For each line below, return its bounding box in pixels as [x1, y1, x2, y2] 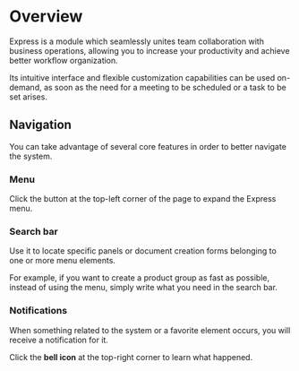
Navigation [9, 117, 72, 133]
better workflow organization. [9, 55, 118, 65]
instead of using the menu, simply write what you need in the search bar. [9, 282, 278, 293]
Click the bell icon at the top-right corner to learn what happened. [9, 351, 253, 362]
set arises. [9, 91, 47, 102]
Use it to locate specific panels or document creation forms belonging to [9, 246, 278, 256]
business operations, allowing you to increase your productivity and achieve [9, 45, 290, 56]
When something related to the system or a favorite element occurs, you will [9, 324, 291, 335]
